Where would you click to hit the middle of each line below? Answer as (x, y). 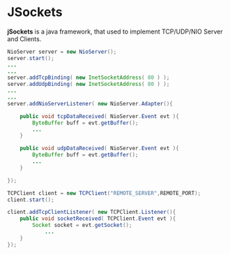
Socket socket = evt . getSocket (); (82, 225)
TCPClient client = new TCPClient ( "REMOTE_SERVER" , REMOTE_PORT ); (104, 193)
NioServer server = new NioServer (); (62, 52)
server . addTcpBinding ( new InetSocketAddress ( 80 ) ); (89, 78)
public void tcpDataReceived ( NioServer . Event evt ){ (99, 116)
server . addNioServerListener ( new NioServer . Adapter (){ (90, 103)
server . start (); (31, 58)
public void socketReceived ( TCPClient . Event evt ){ (98, 219)
